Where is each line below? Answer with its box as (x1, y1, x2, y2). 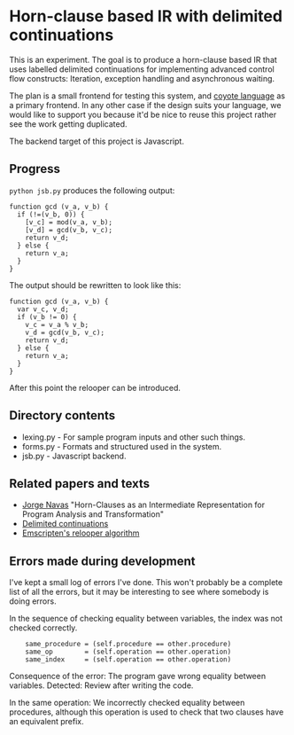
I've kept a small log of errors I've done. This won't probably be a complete (9, 577, 283, 588)
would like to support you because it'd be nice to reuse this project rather (9, 109, 277, 120)
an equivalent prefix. (9, 716, 84, 727)
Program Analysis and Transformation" (21, 509, 164, 520)
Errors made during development (9, 553, 197, 568)
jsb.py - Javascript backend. (21, 450, 127, 461)
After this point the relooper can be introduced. (9, 382, 182, 393)
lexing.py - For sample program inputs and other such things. (21, 432, 246, 442)
